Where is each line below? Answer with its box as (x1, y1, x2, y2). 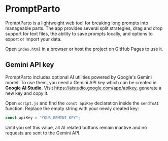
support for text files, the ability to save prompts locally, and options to (5, 30, 153, 37)
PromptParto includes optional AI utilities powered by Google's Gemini (5, 74, 152, 80)
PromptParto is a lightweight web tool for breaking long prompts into (5, 20, 149, 26)
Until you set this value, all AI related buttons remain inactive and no (5, 124, 147, 130)
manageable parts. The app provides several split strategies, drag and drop (5, 25, 163, 31)
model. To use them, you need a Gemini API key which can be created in (5, 79, 157, 85)
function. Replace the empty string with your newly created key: (5, 105, 139, 112)
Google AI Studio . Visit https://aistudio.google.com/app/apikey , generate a (5, 85, 161, 91)
